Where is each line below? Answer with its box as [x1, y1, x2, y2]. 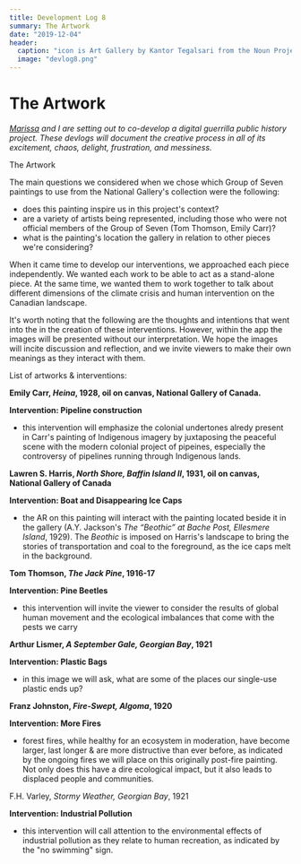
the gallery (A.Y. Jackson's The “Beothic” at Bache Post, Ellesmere [21, 522, 271, 532]
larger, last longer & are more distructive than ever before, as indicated [21, 745, 284, 756]
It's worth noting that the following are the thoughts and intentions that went [9, 315, 290, 325]
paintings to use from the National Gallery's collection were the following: [9, 186, 280, 197]
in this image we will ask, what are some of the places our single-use [21, 673, 278, 684]
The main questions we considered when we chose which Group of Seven [9, 177, 284, 187]
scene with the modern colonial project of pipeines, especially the [21, 441, 266, 452]
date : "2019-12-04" [9, 30, 82, 39]
